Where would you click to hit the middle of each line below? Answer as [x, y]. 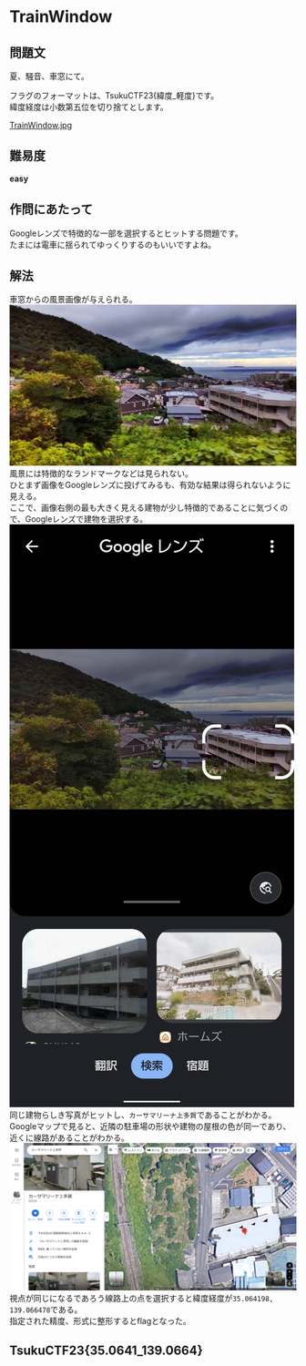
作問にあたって [51, 210]
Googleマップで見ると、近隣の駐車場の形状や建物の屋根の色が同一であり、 [150, 1126]
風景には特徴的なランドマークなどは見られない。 [101, 474]
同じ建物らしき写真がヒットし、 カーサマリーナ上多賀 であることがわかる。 [143, 1115]
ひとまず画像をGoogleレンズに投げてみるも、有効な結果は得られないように [150, 485]
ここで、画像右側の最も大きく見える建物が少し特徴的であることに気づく [145, 508]
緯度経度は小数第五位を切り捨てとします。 [89, 107]
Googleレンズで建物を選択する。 [87, 519]
